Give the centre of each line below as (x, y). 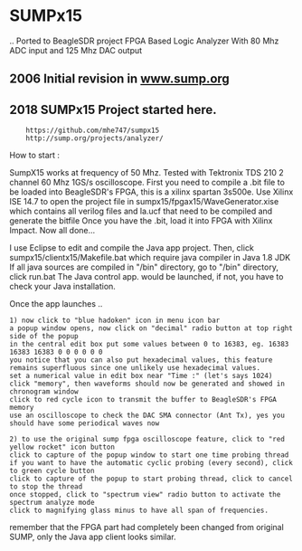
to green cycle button (52, 471)
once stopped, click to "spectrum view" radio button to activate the (145, 495)
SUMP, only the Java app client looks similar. (93, 537)
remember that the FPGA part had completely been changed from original (147, 527)
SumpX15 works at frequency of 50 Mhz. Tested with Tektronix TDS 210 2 (146, 173)
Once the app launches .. (56, 304)
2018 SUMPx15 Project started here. (113, 109)
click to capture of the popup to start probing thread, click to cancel (151, 479)
